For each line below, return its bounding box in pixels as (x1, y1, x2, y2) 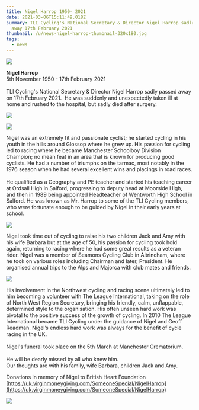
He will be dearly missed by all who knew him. (6, 355, 119, 363)
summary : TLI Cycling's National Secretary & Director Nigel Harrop (6, 20, 179, 25)
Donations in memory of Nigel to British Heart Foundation (6, 373, 146, 380)
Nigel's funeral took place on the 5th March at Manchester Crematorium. (6, 343, 184, 350)
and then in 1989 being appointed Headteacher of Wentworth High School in (6, 191, 193, 198)
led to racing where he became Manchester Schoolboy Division (6, 146, 161, 154)
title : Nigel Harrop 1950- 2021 (6, 8, 86, 15)
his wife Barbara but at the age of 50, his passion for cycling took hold (6, 238, 178, 246)
